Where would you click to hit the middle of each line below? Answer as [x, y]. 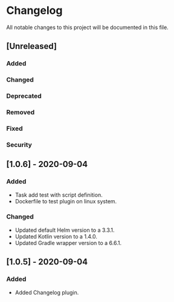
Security [19, 145]
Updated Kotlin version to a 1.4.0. [56, 236]
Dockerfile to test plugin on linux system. [66, 201]
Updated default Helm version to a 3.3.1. [65, 230]
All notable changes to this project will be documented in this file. [88, 27]
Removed [21, 113]
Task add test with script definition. [59, 195]
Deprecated [24, 96]
